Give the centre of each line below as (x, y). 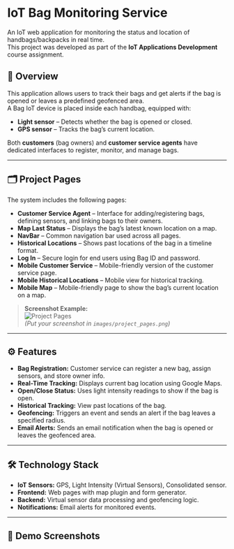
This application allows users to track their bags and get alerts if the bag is (114, 93)
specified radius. (41, 420)
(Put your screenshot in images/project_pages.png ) (97, 323)
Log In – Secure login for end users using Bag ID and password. (109, 258)
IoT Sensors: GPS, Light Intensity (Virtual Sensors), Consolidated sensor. (122, 485)
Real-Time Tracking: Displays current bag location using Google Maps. (120, 383)
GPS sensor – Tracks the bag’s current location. (86, 129)
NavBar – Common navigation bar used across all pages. (99, 235)
